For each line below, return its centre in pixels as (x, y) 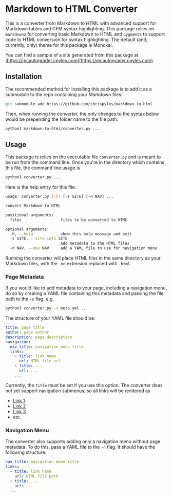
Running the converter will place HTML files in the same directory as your (83, 258)
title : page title (25, 328)
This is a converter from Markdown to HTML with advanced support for (81, 23)
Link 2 (19, 406)
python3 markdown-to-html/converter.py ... (53, 128)
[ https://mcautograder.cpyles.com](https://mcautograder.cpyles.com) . (80, 60)
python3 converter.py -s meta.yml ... (47, 308)
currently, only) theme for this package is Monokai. (59, 45)
